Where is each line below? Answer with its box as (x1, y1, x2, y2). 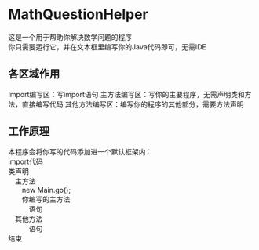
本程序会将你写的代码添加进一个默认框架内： (8, 147, 153, 156)
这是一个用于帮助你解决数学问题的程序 (8, 32, 132, 42)
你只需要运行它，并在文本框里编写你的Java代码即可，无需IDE (8, 42, 206, 52)
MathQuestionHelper (8, 5, 149, 24)
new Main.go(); (22, 185, 71, 194)
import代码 (8, 157, 43, 166)
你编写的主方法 (22, 194, 71, 204)
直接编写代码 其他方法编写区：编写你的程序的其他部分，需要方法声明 (21, 100, 244, 109)
